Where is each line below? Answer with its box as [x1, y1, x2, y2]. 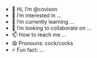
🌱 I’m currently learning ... [11, 18, 75, 25]
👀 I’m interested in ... [11, 12, 62, 19]
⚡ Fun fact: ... [11, 46, 44, 53]
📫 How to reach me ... [11, 31, 66, 38]
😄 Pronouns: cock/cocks [11, 40, 73, 47]
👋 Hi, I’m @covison [11, 6, 58, 12]
